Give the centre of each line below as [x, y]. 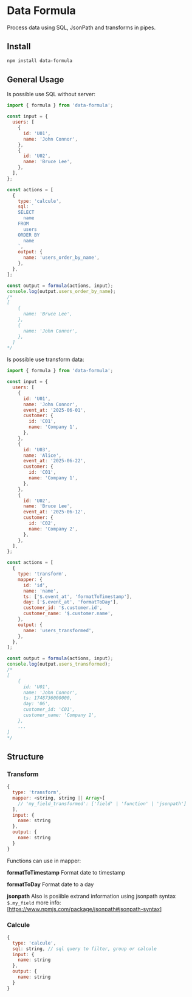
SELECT [26, 213]
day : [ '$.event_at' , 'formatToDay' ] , [71, 602]
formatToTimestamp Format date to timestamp [66, 872]
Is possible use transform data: [46, 359]
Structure [26, 757]
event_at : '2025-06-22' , [54, 461]
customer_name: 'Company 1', [60, 715]
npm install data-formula [39, 61]
